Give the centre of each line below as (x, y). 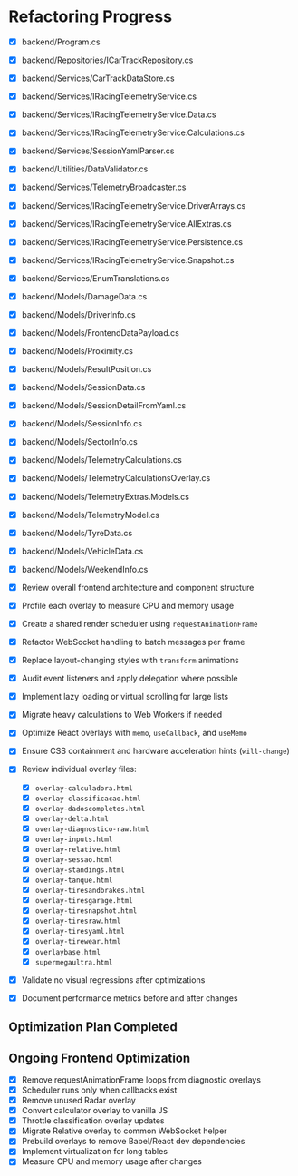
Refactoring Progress (91, 17)
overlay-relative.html (78, 849)
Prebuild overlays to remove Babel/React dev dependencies (133, 1142)
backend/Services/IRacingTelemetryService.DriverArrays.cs (134, 205)
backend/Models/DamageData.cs (84, 296)
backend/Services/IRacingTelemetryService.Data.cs (119, 114)
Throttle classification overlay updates (93, 1121)
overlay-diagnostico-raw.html (92, 829)
